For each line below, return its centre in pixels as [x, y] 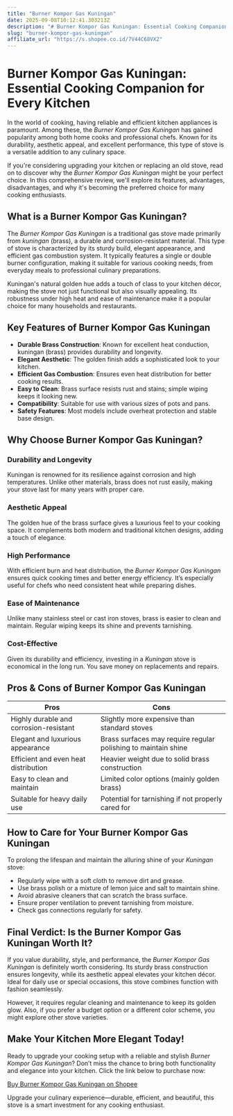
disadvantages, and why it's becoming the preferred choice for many [106, 187]
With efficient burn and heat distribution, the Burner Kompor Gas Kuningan [114, 570]
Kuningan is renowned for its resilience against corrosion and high [102, 475]
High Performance [39, 555]
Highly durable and [42, 719]
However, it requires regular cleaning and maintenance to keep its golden [112, 1003]
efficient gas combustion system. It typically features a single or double [109, 255]
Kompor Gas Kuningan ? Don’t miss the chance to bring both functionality [112, 1063]
